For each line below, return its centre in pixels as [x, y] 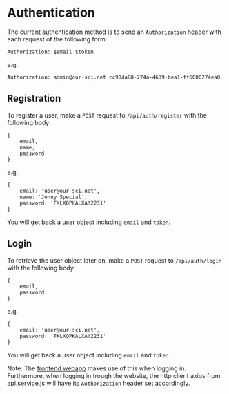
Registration [34, 98]
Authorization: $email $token [51, 52]
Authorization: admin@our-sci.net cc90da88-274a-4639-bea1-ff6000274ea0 [114, 77]
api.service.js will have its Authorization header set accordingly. [99, 383]
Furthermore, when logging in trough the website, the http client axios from [114, 375]
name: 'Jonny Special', [54, 197]
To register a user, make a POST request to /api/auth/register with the [107, 115]
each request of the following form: [57, 39]
